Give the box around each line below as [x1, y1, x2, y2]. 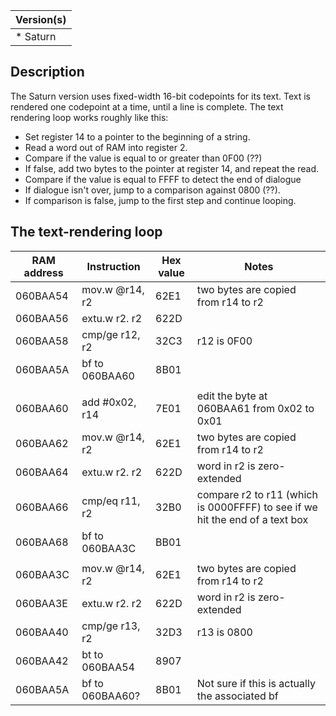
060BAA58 [15, 334, 69, 348]
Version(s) [15, 13, 67, 26]
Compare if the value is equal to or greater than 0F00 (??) [24, 152, 263, 164]
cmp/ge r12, [81, 327, 141, 341]
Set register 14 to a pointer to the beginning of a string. [24, 130, 251, 143]
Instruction [86, 259, 141, 273]
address [23, 265, 64, 279]
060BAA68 [15, 535, 69, 549]
